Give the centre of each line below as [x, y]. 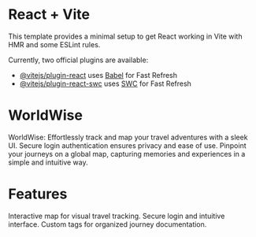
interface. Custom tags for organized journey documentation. [108, 224]
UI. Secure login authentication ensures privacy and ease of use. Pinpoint [127, 145]
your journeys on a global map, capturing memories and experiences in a [127, 154]
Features [38, 194]
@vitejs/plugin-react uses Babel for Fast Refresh [98, 75]
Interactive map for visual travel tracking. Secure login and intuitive [117, 216]
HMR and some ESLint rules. [54, 44]
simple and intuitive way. [48, 162]
